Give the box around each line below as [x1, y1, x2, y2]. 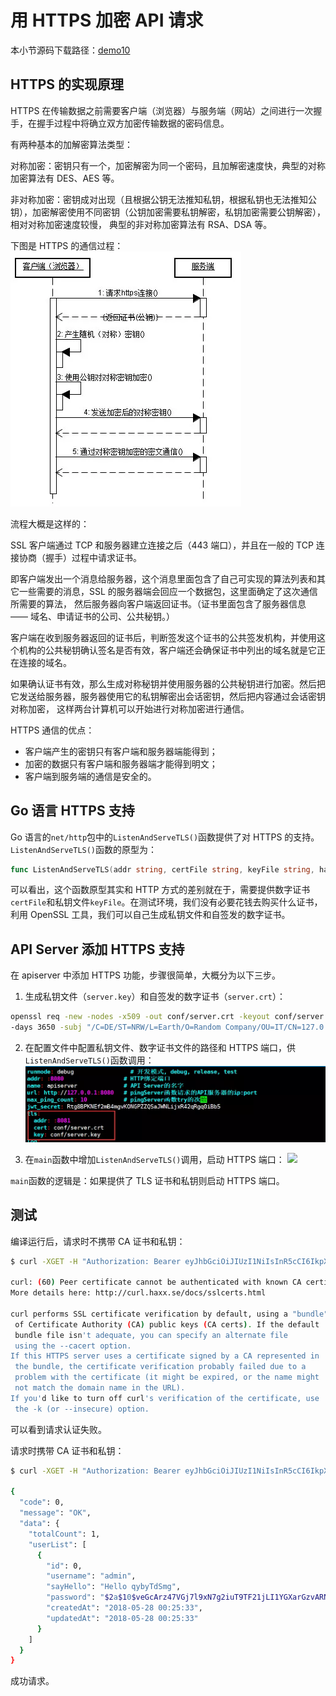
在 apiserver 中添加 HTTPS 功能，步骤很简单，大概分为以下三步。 [10, 969, 282, 981]
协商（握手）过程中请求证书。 [18, 551, 142, 563]
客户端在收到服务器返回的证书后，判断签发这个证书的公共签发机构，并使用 [10, 631, 317, 643]
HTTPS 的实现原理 [10, 76, 125, 93]
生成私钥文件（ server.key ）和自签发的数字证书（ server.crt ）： [24, 991, 286, 1003]
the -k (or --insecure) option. [14, 1404, 150, 1414]
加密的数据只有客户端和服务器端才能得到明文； [24, 757, 218, 770]
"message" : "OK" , [19, 1508, 92, 1518]
